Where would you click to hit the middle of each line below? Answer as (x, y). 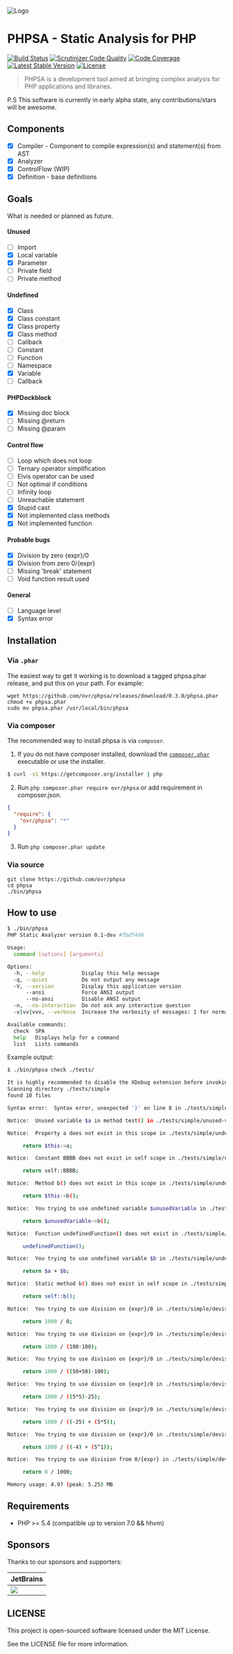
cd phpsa (20, 885)
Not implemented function (54, 523)
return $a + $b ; (46, 1271)
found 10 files (29, 1095)
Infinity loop (34, 492)
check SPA (29, 1031)
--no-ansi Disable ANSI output (83, 999)
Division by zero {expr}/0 (53, 555)
